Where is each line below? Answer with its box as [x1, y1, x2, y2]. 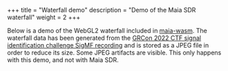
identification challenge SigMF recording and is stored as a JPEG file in [7, 41, 209, 49]
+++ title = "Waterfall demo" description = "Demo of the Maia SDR [7, 6, 196, 14]
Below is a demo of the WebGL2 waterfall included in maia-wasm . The [7, 27, 207, 34]
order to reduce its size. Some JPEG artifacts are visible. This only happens [7, 48, 222, 57]
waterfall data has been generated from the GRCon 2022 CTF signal [7, 34, 202, 42]
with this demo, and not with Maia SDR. [7, 56, 119, 64]
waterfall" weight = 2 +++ [7, 13, 81, 21]
